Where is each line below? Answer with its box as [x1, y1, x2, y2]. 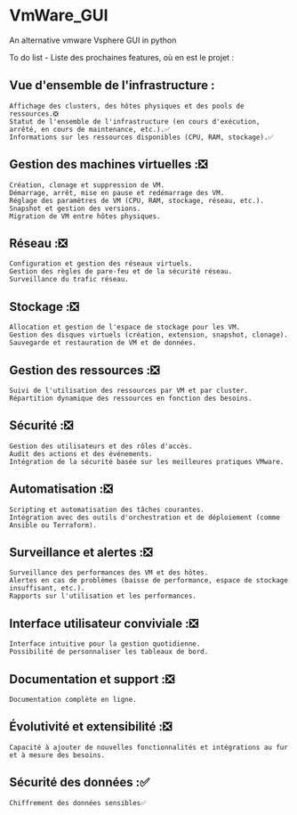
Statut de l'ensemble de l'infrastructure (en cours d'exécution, [9, 117, 261, 126]
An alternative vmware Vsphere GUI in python [9, 35, 177, 45]
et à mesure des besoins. [9, 750, 105, 760]
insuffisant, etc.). [9, 584, 86, 593]
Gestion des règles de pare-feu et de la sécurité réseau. [9, 267, 233, 276]
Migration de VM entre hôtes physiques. [9, 211, 162, 221]
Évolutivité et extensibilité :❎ [9, 719, 173, 735]
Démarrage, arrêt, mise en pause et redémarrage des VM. [9, 188, 225, 197]
